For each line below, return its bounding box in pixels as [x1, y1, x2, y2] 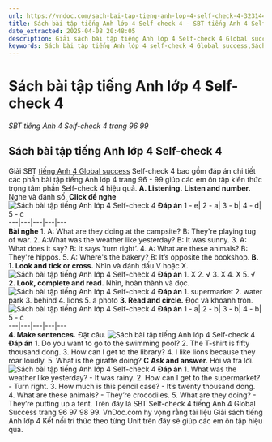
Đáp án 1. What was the [157, 364, 237, 374]
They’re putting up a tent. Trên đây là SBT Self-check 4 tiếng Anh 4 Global [8, 398, 257, 408]
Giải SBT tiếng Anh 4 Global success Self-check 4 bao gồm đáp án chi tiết [8, 165, 257, 175]
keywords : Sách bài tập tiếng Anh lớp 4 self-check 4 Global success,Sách [8, 42, 266, 50]
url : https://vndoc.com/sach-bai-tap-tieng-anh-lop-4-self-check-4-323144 [8, 11, 266, 20]
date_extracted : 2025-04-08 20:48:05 [8, 27, 136, 35]
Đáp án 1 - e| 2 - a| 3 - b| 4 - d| [157, 200, 261, 210]
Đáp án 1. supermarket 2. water [157, 286, 263, 296]
